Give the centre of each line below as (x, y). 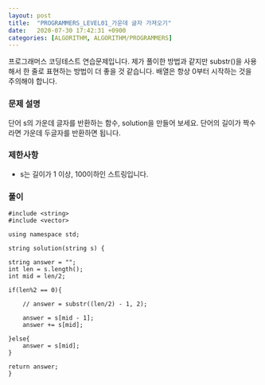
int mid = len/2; (37, 276)
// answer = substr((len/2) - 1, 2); (85, 304)
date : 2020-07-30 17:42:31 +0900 (67, 30)
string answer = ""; (43, 262)
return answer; (33, 367)
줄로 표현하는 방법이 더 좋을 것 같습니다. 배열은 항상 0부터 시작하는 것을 (142, 72)
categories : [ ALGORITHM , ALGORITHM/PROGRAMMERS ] (90, 38)
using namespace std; (44, 235)
